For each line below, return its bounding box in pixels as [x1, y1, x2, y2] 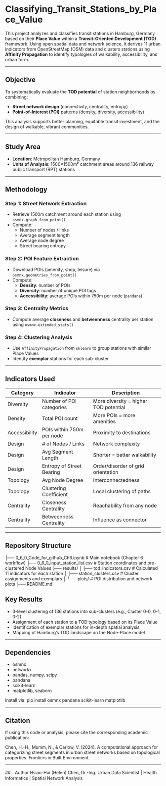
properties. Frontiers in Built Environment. [5, 755, 90, 761]
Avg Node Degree [41, 476, 83, 483]
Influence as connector [93, 516, 147, 523]
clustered [5, 565, 25, 571]
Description [112, 389, 140, 396]
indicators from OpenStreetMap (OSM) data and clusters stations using [5, 46, 150, 52]
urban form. [5, 56, 30, 62]
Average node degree [19, 237, 64, 243]
